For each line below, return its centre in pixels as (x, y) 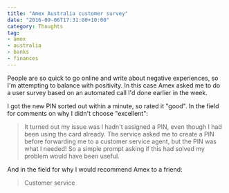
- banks (18, 52)
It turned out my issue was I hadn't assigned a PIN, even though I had (123, 126)
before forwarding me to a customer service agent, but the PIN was (120, 141)
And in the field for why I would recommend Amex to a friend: (95, 169)
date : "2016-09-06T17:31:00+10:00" (58, 20)
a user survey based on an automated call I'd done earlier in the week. (107, 92)
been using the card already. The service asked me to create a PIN (119, 134)
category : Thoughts (35, 26)
